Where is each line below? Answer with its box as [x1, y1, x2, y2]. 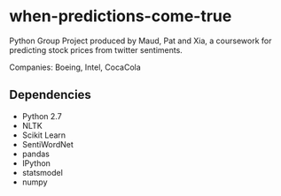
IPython [21, 157, 51, 169]
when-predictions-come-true [9, 6, 232, 26]
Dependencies [9, 87, 91, 102]
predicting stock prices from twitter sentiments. [9, 44, 183, 55]
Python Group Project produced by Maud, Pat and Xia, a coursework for [9, 35, 272, 46]
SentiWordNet [21, 139, 74, 149]
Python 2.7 [21, 110, 62, 121]
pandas [21, 148, 51, 159]
